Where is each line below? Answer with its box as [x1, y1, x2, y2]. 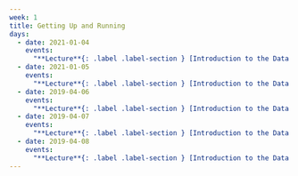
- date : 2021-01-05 [17, 63, 90, 72]
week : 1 [9, 12, 38, 22]
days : [9, 29, 29, 38]
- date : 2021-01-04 [17, 37, 90, 47]
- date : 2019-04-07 [17, 112, 90, 121]
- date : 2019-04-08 [17, 137, 90, 146]
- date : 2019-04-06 [17, 87, 90, 96]
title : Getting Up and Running [9, 21, 126, 30]
